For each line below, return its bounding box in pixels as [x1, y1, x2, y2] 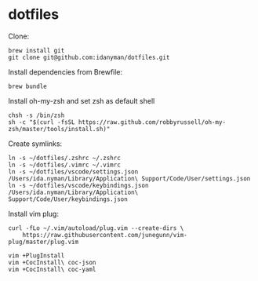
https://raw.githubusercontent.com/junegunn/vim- [22, 231, 188, 239]
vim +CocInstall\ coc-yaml [8, 265, 96, 273]
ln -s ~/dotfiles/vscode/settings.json [8, 167, 139, 176]
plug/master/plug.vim [8, 238, 79, 246]
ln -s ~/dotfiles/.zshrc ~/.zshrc [8, 154, 122, 162]
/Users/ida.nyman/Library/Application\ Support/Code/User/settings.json [8, 174, 251, 182]
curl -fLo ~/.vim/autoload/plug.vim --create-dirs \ [8, 224, 184, 232]
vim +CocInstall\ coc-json [8, 258, 96, 266]
